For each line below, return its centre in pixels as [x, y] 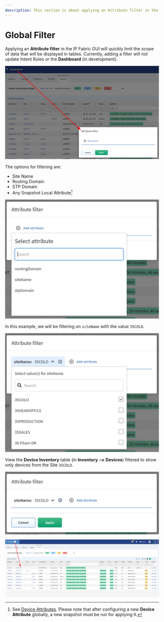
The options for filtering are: [33, 167]
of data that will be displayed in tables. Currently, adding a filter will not [76, 54]
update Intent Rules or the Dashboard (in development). [61, 59]
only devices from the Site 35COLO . [39, 465]
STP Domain [25, 187]
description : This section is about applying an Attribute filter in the [82, 10]
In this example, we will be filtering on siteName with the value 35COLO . [75, 326]
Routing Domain [28, 182]
